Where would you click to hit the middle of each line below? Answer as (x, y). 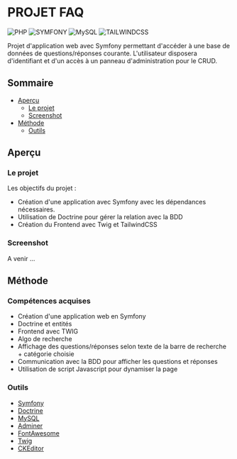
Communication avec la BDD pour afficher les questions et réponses (117, 362)
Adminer (30, 426)
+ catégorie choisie (46, 354)
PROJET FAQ (46, 12)
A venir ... (21, 258)
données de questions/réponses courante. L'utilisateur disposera (102, 53)
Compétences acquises (49, 301)
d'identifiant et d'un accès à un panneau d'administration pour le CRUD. (112, 60)
